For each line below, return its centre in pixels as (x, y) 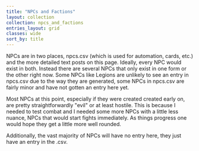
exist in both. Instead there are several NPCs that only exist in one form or (97, 68)
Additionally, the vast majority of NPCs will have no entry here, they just (94, 136)
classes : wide (24, 34)
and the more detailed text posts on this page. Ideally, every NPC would (94, 62)
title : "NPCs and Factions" (41, 12)
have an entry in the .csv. (37, 142)
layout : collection (30, 17)
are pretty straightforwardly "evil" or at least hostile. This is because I (91, 105)
